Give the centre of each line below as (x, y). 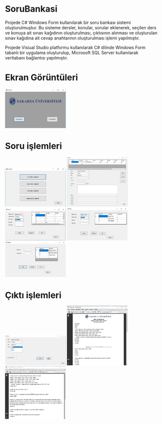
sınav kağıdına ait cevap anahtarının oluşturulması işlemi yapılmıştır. (72, 38)
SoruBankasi (31, 9)
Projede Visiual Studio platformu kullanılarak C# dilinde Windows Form (75, 47)
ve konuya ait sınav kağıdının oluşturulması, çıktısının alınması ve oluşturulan (81, 33)
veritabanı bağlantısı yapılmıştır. (37, 58)
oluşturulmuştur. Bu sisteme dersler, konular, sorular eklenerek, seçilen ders (81, 27)
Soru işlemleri (33, 146)
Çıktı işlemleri (33, 295)
